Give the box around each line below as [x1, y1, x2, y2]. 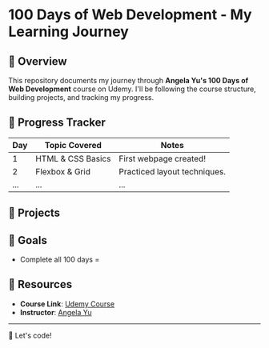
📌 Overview [8, 54, 67, 68]
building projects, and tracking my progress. [8, 93, 155, 102]
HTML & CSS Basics [35, 153, 111, 164]
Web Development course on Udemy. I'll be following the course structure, [8, 84, 256, 94]
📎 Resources [8, 278, 73, 291]
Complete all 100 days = [19, 254, 100, 265]
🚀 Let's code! [8, 330, 52, 340]
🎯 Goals [8, 234, 48, 247]
